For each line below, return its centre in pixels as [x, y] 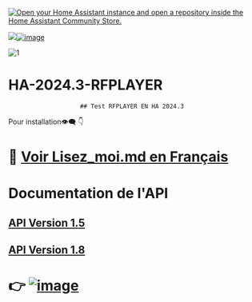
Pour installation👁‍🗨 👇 [46, 121]
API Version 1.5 [47, 223]
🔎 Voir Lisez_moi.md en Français [118, 157]
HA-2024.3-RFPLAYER [86, 85]
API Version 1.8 [47, 250]
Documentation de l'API [88, 194]
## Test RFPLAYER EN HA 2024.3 [132, 106]
